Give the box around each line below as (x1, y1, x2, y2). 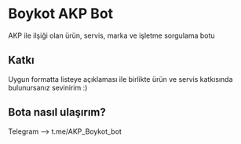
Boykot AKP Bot (8, 5, 114, 23)
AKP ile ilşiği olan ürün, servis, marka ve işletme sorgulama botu (8, 31, 215, 40)
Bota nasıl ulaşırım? (8, 105, 106, 119)
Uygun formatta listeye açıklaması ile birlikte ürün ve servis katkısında (8, 74, 233, 83)
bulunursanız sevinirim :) (8, 83, 88, 92)
